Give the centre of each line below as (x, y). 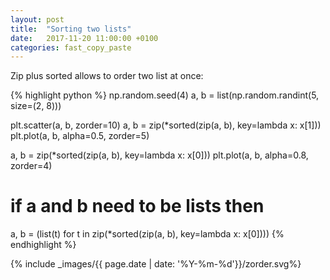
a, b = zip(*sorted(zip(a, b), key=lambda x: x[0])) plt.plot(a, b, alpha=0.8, (159, 155)
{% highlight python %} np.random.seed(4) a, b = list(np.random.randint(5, (165, 95)
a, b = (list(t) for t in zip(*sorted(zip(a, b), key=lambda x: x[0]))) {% (147, 234)
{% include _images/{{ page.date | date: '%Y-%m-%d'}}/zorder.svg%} (156, 264)
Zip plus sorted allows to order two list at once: (107, 76)
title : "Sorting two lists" (71, 29)
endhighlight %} (43, 245)
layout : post (37, 19)
